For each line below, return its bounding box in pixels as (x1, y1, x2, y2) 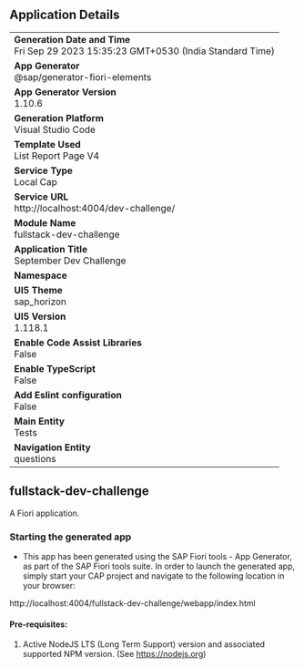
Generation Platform (14, 111, 105, 124)
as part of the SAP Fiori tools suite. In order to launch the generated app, (22, 560, 296, 571)
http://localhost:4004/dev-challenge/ (14, 201, 176, 214)
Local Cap (14, 175, 57, 188)
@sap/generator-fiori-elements (14, 70, 152, 83)
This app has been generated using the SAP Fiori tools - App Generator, (22, 550, 293, 561)
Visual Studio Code (14, 123, 96, 136)
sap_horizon (14, 295, 66, 308)
